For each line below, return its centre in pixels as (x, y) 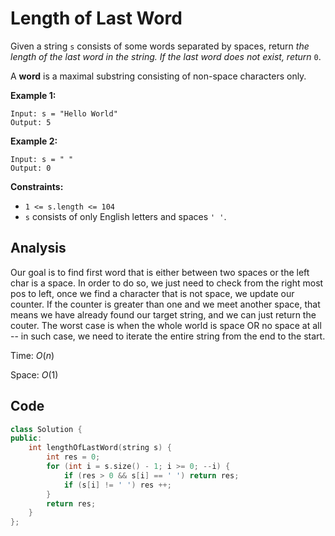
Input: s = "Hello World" (64, 113)
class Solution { (46, 429)
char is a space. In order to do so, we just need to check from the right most (167, 283)
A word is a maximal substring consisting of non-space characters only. (158, 76)
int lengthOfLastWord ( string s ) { (100, 448)
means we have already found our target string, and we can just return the (163, 314)
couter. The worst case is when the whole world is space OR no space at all (166, 325)
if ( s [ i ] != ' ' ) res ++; (117, 485)
